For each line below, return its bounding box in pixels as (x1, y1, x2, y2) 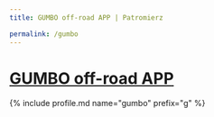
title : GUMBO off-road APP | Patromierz (9, 13, 164, 22)
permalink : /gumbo (9, 29, 79, 39)
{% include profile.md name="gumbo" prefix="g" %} (9, 98, 206, 109)
